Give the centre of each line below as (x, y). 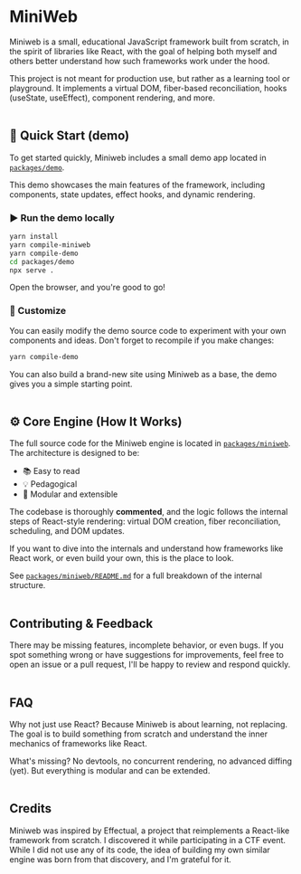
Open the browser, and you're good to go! (87, 288)
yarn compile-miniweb (50, 245)
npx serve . (32, 270)
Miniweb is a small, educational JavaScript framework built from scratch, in (149, 42)
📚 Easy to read (51, 471)
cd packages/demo (42, 261)
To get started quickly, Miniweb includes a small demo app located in (138, 157)
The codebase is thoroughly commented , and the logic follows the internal (149, 512)
